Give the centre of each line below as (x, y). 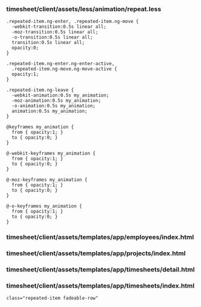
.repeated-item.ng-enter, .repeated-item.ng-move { (72, 22)
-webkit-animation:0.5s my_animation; (61, 95)
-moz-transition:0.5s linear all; (55, 32)
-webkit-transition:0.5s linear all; (59, 27)
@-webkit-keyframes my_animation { (51, 153)
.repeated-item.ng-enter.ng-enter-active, (60, 64)
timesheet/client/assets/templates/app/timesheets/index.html (101, 285)
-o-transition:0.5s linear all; (53, 37)
